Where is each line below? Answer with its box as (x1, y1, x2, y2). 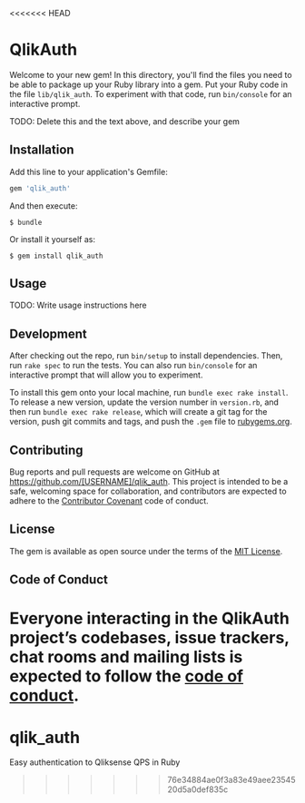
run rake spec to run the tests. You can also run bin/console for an (9, 360, 258, 371)
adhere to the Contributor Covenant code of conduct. (9, 495, 209, 506)
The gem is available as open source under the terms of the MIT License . (9, 545, 283, 556)
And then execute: (9, 200, 78, 211)
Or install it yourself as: (9, 233, 95, 244)
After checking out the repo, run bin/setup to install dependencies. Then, (9, 350, 283, 361)
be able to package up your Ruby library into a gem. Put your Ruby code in (9, 79, 289, 90)
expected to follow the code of (9, 666, 243, 687)
